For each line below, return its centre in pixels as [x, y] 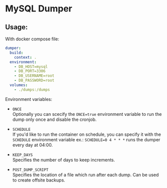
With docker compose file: [32, 39]
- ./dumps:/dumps [32, 90]
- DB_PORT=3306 [30, 71]
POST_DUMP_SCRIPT [30, 170]
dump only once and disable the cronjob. [55, 119]
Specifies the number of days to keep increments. [64, 160]
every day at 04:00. [33, 145]
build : [16, 53]
